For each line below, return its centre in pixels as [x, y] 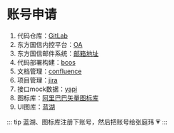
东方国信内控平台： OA [50, 44]
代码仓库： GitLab [42, 36]
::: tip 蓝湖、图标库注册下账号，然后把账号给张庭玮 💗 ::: [87, 122]
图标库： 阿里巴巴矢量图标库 [58, 97]
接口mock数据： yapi [47, 89]
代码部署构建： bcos [46, 62]
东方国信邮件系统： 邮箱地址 [58, 53]
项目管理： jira [37, 80]
